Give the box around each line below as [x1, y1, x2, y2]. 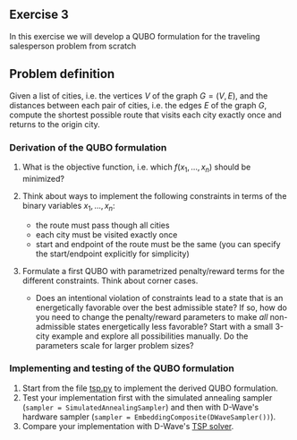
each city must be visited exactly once [35, 229, 178, 240]
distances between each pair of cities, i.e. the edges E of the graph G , [9, 99, 267, 110]
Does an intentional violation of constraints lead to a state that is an [35, 292, 284, 303]
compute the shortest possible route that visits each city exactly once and [9, 109, 282, 120]
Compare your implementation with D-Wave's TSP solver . [21, 420, 234, 431]
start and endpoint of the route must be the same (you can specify [35, 238, 281, 249]
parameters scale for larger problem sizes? [35, 340, 194, 350]
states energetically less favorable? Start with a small [77, 321, 274, 332]
